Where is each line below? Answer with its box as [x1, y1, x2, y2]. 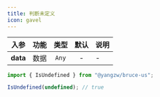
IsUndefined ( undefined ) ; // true [7, 84, 104, 91]
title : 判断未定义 [7, 10, 56, 17]
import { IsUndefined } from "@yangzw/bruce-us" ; [7, 71, 154, 78]
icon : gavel [7, 17, 42, 24]
